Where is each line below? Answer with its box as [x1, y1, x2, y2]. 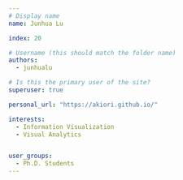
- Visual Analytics [15, 131, 82, 139]
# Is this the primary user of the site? [8, 79, 151, 87]
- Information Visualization [15, 122, 115, 131]
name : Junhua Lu [8, 19, 63, 28]
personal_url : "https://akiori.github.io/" [8, 101, 159, 109]
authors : [8, 56, 38, 65]
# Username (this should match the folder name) [8, 49, 176, 57]
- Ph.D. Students [15, 160, 75, 168]
